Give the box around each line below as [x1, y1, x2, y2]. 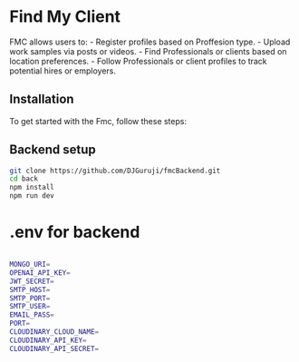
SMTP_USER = [9, 302, 51, 311]
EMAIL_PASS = [9, 310, 54, 319]
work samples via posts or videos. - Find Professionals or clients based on [9, 45, 287, 56]
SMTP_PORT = [9, 293, 51, 303]
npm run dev [9, 191, 54, 201]
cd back [9, 174, 39, 183]
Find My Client [9, 6, 121, 27]
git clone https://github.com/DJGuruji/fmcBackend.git [9, 166, 221, 175]
